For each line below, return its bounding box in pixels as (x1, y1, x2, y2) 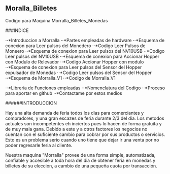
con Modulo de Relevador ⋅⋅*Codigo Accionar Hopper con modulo (5, 58, 144, 65)
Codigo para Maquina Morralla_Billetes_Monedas (5, 17, 108, 23)
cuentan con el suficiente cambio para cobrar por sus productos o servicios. (5, 131, 165, 137)
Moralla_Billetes (5, 4, 57, 13)
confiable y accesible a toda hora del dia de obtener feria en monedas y (5, 157, 156, 163)
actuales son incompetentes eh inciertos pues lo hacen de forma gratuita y (5, 120, 162, 126)
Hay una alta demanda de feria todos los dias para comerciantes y (5, 110, 144, 116)
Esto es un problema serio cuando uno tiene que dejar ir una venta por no (5, 136, 159, 143)
